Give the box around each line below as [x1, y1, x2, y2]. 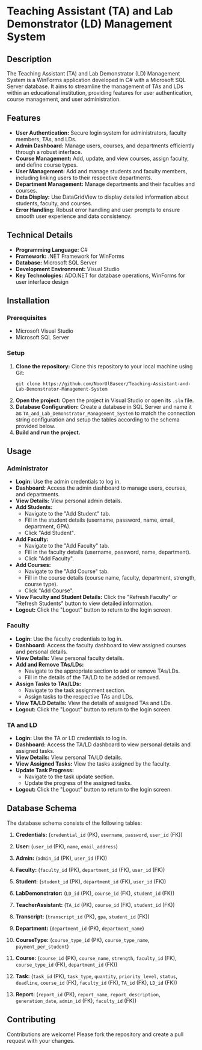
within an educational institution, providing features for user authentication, [7, 89, 193, 96]
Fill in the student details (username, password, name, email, [24, 516, 175, 523]
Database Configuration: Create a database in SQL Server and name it [15, 403, 192, 410]
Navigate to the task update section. [24, 773, 115, 780]
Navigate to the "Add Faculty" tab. [24, 542, 109, 549]
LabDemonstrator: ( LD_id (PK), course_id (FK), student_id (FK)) [15, 889, 175, 897]
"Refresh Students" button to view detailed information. [15, 600, 153, 607]
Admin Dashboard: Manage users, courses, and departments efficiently [15, 142, 195, 149]
